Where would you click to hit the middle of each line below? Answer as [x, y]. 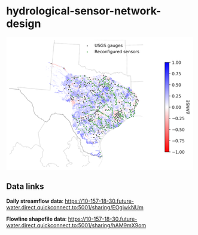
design [24, 24]
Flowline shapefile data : [36, 219]
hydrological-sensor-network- [84, 11]
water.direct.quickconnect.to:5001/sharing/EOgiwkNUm [75, 207]
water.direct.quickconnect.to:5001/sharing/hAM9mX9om [76, 225]
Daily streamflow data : [35, 201]
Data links [25, 187]
